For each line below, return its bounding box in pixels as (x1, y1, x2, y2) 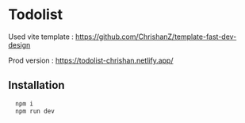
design (8, 40, 31, 49)
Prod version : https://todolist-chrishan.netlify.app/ (8, 56, 174, 65)
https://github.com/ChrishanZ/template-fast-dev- (75, 32, 237, 41)
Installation (8, 79, 65, 92)
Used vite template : (8, 32, 74, 41)
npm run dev (15, 107, 56, 115)
